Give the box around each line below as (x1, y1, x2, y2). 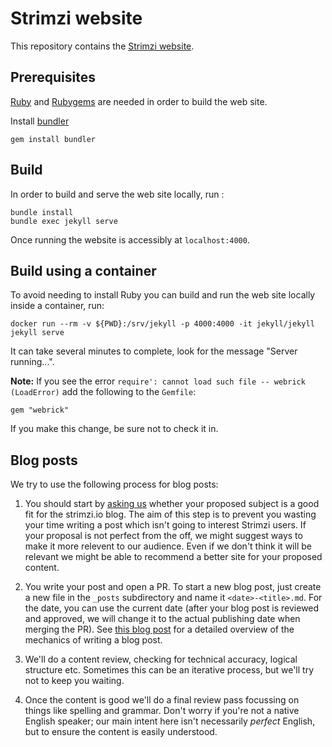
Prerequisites (10, 69, 96, 86)
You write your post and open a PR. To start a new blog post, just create (24, 581, 322, 593)
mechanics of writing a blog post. (24, 634, 163, 646)
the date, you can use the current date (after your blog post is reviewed (24, 602, 320, 614)
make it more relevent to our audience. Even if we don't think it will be (24, 540, 312, 552)
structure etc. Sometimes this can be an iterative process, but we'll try (24, 664, 315, 676)
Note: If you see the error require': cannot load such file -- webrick (10, 375, 306, 387)
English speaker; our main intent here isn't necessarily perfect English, (24, 715, 316, 727)
